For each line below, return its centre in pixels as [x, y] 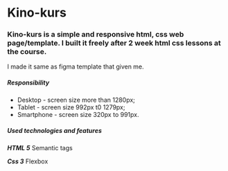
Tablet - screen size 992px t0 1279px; [71, 107]
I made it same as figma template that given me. [76, 66]
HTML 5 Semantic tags [40, 148]
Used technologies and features [54, 131]
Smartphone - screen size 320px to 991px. [78, 115]
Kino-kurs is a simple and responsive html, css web [96, 35]
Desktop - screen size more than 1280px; [76, 100]
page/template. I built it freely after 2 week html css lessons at [114, 43]
